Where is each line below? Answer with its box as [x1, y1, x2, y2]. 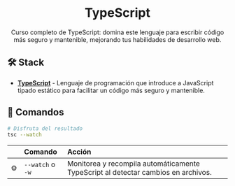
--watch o [24, 159, 56, 169]
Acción [67, 147, 92, 157]
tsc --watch [7, 131, 42, 138]
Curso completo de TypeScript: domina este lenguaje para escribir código [10, 28, 225, 36]
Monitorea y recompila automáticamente [67, 159, 201, 169]
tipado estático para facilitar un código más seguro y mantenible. [17, 86, 205, 94]
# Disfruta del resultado [7, 124, 83, 132]
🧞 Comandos [7, 106, 64, 118]
